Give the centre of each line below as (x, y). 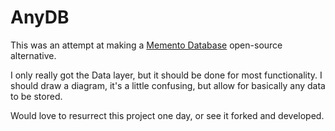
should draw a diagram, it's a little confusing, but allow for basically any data (168, 85)
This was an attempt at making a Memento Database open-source (146, 45)
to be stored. (36, 96)
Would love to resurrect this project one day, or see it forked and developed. (167, 115)
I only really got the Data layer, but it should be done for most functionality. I (166, 75)
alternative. (33, 55)
